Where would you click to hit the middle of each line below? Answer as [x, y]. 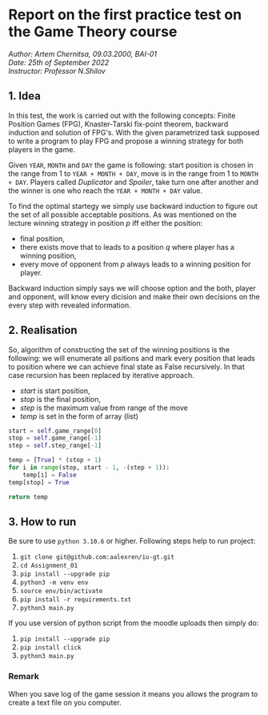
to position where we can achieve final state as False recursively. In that [127, 367]
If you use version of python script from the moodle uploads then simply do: [134, 623]
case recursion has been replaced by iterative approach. [101, 375]
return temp [28, 497]
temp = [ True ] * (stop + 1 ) [55, 460]
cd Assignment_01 [49, 566]
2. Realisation [43, 330]
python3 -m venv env [54, 583]
